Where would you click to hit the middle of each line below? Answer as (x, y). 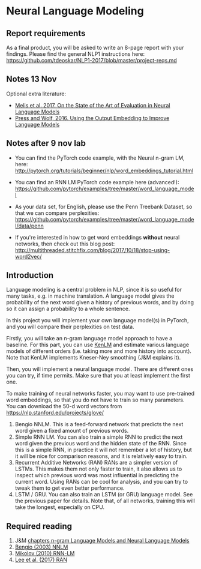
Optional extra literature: (36, 94)
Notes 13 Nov (31, 79)
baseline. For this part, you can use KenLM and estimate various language (98, 345)
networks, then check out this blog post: (65, 244)
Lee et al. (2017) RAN (41, 560)
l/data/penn (29, 226)
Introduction (30, 275)
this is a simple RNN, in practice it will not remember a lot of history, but (103, 450)
